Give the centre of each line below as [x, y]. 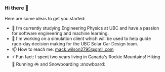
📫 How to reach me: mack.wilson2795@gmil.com [63, 49]
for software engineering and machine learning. [60, 34]
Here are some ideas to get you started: [45, 19]
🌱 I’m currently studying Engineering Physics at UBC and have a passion [85, 28]
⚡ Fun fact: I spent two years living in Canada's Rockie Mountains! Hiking [86, 57]
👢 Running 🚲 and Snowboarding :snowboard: [59, 64]
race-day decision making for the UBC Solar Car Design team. [75, 44]
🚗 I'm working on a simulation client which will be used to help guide [81, 38]
